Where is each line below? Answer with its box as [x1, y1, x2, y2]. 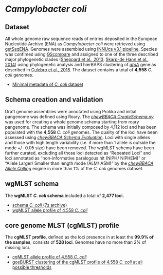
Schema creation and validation [5, 96, 103, 104]
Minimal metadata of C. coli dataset [12, 81, 84, 87]
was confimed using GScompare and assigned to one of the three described [5, 51, 159, 57]
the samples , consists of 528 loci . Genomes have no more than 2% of [5, 239, 146, 245]
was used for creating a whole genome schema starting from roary [5, 118, 140, 125]
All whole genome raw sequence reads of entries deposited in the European [5, 36, 158, 41]
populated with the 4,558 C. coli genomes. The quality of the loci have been [5, 129, 158, 135]
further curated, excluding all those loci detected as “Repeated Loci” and [5, 150, 151, 156]
